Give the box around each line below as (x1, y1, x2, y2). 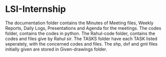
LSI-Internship (5, 3, 66, 15)
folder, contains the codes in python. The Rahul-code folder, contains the (5, 30, 156, 36)
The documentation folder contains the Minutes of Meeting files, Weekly (5, 20, 154, 26)
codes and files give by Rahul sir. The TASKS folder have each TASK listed (5, 36, 158, 42)
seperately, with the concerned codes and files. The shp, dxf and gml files (5, 41, 158, 47)
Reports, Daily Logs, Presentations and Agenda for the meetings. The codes (5, 25, 162, 31)
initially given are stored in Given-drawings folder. (5, 46, 107, 52)
